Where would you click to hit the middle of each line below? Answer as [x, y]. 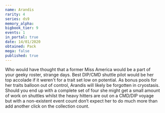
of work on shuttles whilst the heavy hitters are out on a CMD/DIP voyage [80, 96]
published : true [22, 56]
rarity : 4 [15, 14]
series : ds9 [17, 19]
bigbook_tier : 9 [22, 28]
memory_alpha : [20, 23]
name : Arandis [20, 10]
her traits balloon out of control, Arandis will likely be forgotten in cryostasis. [82, 85]
